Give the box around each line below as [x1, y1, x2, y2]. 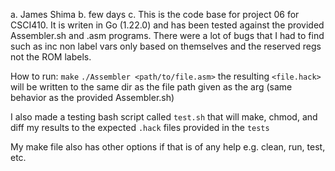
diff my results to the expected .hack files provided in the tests [10, 122, 270, 133]
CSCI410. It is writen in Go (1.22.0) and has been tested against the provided [10, 19, 325, 31]
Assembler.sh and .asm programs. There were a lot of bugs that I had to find [10, 30, 325, 41]
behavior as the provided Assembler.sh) [10, 92, 175, 103]
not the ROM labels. [10, 51, 92, 63]
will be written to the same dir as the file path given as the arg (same [10, 81, 293, 93]
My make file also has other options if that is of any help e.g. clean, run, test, [10, 141, 326, 153]
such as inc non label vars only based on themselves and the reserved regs [10, 40, 322, 52]
